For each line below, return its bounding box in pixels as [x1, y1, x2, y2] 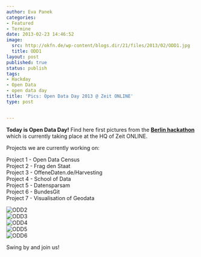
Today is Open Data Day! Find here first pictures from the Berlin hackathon [6, 126, 195, 133]
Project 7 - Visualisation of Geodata [6, 194, 95, 201]
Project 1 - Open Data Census [6, 155, 80, 163]
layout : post [6, 54, 39, 60]
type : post [6, 99, 34, 105]
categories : [6, 15, 36, 21]
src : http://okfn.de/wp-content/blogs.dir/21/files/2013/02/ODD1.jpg [11, 43, 190, 49]
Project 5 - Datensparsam [6, 181, 71, 189]
